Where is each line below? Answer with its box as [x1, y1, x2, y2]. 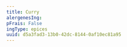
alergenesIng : [6, 15, 43, 21]
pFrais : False [6, 20, 43, 26]
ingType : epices [6, 26, 48, 32]
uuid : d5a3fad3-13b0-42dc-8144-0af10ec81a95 [6, 32, 122, 38]
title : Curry [6, 9, 40, 15]
